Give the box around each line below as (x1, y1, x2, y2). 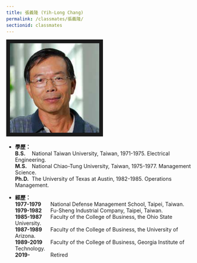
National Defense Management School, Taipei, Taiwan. (50, 200, 185, 208)
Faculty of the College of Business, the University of (50, 226, 179, 233)
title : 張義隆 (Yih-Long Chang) (6, 10, 84, 16)
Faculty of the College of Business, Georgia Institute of (50, 239, 185, 246)
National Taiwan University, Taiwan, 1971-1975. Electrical (32, 150, 170, 157)
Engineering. (14, 156, 46, 163)
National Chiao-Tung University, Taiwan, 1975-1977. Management (32, 163, 192, 170)
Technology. (14, 245, 46, 252)
